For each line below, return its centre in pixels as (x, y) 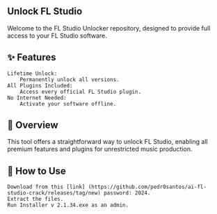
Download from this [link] (46, 187)
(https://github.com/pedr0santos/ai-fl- (147, 187)
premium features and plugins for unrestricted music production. (100, 149)
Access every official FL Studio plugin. (80, 92)
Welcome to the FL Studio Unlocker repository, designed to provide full (109, 28)
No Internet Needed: (37, 98)
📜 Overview (33, 125)
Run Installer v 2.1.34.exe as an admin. (68, 205)
